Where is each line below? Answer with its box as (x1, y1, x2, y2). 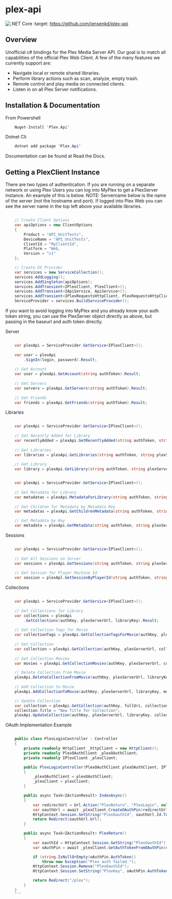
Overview (5, 35, 37, 44)
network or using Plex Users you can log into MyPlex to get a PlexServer (5, 187, 158, 193)
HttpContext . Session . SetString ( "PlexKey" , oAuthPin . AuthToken (32, 869, 168, 874)
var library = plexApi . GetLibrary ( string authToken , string (14, 466, 145, 472)
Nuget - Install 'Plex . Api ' (14, 125, 70, 130)
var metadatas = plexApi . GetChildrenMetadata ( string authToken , (14, 509, 155, 514)
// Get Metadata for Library (14, 489, 77, 495)
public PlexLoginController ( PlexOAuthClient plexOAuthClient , (24, 765, 159, 770)
